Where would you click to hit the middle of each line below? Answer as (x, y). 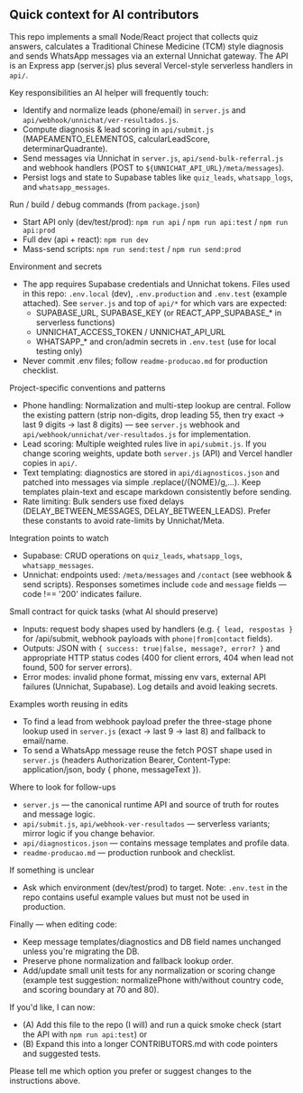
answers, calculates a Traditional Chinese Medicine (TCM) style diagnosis (147, 46)
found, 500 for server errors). (77, 667)
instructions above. (45, 1080)
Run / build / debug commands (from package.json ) (105, 204)
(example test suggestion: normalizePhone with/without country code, (153, 980)
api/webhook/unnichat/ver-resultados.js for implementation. (136, 434)
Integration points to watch (60, 537)
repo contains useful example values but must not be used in (136, 897)
